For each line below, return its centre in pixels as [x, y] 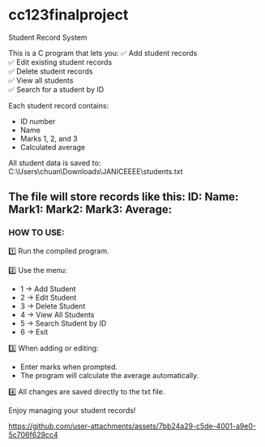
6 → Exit [34, 332]
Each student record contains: [59, 105]
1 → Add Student [48, 288]
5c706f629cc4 [33, 434]
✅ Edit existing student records [60, 62]
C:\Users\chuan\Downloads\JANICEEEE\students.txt [96, 171]
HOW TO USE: [36, 232]
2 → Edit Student [48, 297]
